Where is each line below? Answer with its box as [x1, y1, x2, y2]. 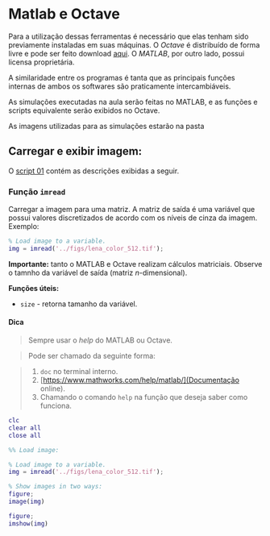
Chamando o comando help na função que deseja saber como [39, 393, 248, 401]
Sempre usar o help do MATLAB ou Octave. [27, 335, 173, 345]
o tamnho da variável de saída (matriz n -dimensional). [8, 268, 188, 277]
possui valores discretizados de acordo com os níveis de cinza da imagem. [8, 213, 258, 222]
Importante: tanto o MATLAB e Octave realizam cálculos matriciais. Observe [8, 259, 263, 268]
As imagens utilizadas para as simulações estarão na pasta [8, 121, 205, 131]
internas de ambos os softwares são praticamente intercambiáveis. [8, 81, 231, 91]
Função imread [8, 186, 66, 197]
